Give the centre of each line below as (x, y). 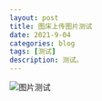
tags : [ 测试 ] (33, 52)
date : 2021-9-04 (40, 35)
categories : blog (42, 43)
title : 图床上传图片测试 (51, 26)
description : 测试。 (46, 60)
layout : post (34, 18)
